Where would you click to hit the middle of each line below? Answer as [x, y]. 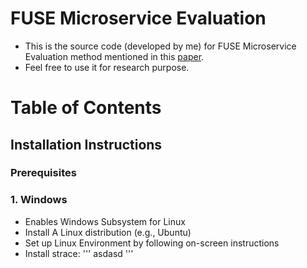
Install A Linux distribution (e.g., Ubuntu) [108, 232]
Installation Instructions [86, 144]
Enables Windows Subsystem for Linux [105, 221]
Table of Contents [86, 108]
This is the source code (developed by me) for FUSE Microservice [160, 46]
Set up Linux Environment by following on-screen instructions [152, 243]
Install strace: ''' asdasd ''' [79, 253]
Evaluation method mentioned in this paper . [114, 56]
